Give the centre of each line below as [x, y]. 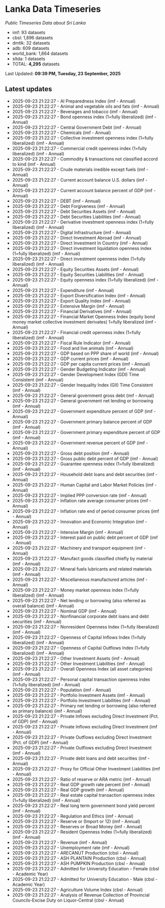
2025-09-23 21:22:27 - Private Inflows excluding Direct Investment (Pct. [85, 716]
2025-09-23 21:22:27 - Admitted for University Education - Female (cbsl [85, 868]
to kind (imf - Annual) [34, 164]
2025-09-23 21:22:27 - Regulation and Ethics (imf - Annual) [73, 816]
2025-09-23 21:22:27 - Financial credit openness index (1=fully [76, 332]
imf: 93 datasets [29, 32]
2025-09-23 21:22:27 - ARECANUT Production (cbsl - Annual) [75, 853]
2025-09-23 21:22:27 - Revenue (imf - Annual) [60, 842]
